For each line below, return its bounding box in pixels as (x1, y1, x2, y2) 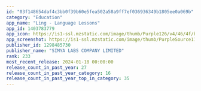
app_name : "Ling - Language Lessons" (6, 20, 100, 26)
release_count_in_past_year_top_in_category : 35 (6, 75, 130, 81)
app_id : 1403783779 (6, 25, 55, 32)
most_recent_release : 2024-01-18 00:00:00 (6, 59, 114, 65)
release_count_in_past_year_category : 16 (6, 70, 111, 76)
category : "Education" (6, 14, 63, 20)
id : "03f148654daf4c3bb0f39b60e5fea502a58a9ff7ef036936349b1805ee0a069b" (6, 8, 194, 15)
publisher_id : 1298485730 (6, 43, 71, 48)
